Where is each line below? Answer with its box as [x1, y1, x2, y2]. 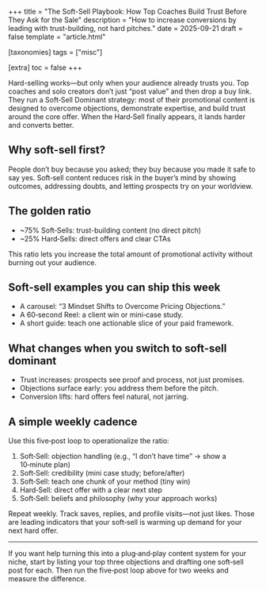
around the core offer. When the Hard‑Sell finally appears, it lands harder [8, 112, 246, 121]
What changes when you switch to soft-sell [8, 341, 227, 355]
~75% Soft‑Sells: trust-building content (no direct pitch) [19, 226, 202, 235]
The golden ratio [8, 204, 91, 218]
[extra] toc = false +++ [8, 63, 82, 72]
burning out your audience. [8, 257, 97, 267]
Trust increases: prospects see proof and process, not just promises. [19, 375, 245, 384]
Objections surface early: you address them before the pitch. [19, 384, 219, 393]
